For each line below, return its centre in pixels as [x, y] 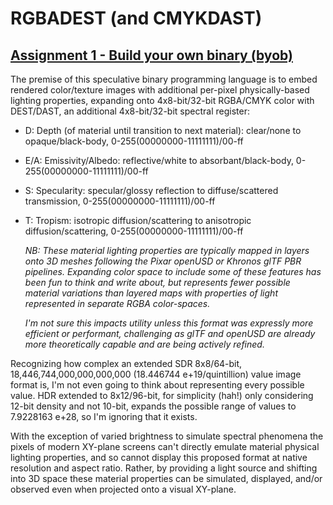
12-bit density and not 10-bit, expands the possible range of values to [153, 406]
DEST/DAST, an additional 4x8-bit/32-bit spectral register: [130, 111]
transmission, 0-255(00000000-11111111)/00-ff [120, 201]
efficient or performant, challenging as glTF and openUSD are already [170, 333]
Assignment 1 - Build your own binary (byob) [151, 55]
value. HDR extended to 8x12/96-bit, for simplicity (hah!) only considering [162, 395]
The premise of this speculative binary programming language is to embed [164, 79]
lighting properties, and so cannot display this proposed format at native [159, 457]
